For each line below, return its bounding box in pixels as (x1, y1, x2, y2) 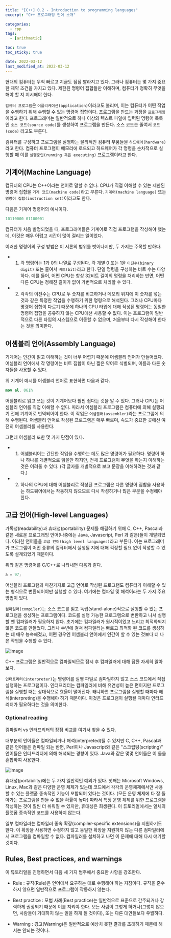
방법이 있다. (5, 594, 29, 601)
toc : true (5, 45, 27, 50)
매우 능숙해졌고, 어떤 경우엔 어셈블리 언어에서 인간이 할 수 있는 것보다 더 (16, 631, 159, 637)
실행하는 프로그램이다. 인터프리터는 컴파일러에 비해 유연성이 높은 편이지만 (5, 682, 152, 688)
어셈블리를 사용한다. (14, 423, 55, 429)
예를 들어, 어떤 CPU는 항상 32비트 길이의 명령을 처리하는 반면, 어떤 (31, 272, 164, 279)
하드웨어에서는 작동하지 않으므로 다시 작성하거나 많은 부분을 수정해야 (26, 487, 162, 494)
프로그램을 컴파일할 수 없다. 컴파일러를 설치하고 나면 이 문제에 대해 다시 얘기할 (10, 833, 166, 839)
